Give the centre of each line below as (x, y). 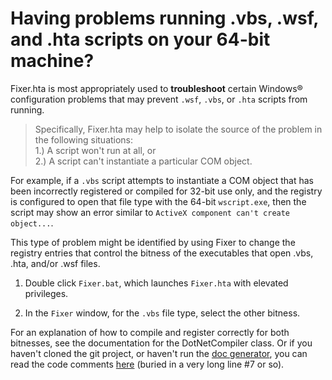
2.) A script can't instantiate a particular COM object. (143, 161)
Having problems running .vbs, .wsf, (164, 18)
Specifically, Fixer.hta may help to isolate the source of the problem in (178, 129)
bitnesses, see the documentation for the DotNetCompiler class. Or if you (161, 343)
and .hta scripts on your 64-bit (140, 39)
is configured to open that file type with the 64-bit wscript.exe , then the (158, 201)
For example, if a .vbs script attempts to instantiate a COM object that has (162, 180)
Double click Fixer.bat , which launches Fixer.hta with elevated (156, 283)
